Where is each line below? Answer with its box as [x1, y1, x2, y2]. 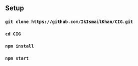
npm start [5, 55, 29, 61]
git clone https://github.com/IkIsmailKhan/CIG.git [5, 19, 134, 24]
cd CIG [5, 31, 21, 37]
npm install [5, 43, 34, 49]
